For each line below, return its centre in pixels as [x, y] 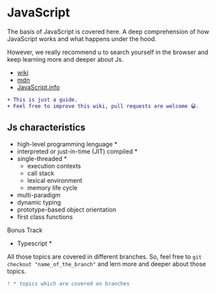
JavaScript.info [38, 87]
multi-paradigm [39, 195]
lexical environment [55, 180]
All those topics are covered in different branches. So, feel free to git [105, 256]
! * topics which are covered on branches [68, 283]
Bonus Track [25, 230]
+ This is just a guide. [42, 100]
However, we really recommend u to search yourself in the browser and [108, 52]
